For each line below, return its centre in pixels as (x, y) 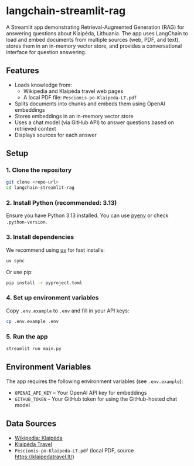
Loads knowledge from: (43, 85)
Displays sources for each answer (55, 135)
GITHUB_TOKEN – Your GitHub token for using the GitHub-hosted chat (96, 399)
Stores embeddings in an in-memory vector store (74, 116)
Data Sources (31, 424)
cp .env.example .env (33, 321)
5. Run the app (27, 337)
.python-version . (27, 222)
